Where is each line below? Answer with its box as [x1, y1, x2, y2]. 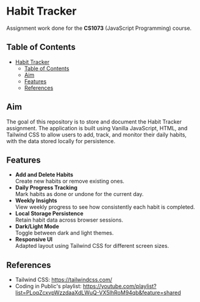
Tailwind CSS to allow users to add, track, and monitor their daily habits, [6, 131, 187, 138]
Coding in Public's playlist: [15, 283, 82, 290]
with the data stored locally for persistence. [6, 137, 116, 144]
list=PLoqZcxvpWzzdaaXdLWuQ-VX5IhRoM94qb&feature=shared [15, 289, 181, 297]
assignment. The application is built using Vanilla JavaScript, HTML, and [6, 124, 188, 132]
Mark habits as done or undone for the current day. [15, 191, 144, 198]
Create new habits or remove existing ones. [15, 178, 125, 185]
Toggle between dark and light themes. [15, 230, 114, 237]
